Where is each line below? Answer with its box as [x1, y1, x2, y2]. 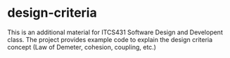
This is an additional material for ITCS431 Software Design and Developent [7, 28, 223, 36]
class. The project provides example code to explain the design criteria [7, 35, 213, 43]
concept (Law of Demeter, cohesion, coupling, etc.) [7, 43, 157, 51]
